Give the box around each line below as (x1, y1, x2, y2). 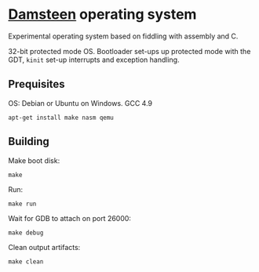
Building (8, 135, 49, 148)
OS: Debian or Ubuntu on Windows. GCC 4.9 (8, 98, 153, 107)
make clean (8, 257, 44, 266)
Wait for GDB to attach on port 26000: (8, 213, 132, 223)
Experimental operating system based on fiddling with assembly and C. (8, 31, 239, 41)
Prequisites (8, 78, 65, 91)
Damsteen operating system (8, 5, 197, 24)
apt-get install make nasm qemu (8, 114, 114, 121)
